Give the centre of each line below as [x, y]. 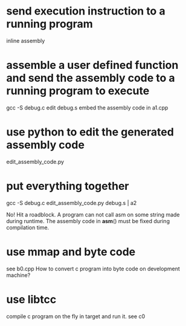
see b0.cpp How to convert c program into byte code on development [93, 269]
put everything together [68, 186]
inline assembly [26, 41]
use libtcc [31, 299]
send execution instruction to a [86, 11]
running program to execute [78, 91]
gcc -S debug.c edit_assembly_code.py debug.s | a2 [72, 203]
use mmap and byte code [71, 252]
